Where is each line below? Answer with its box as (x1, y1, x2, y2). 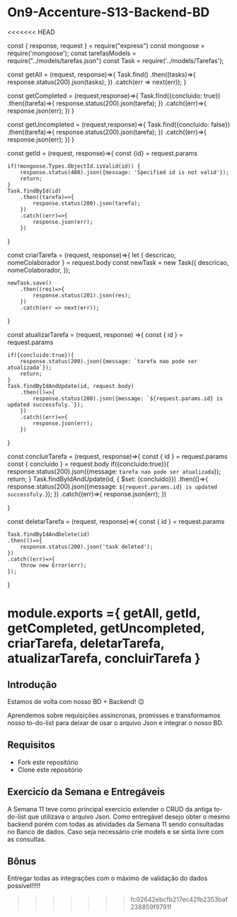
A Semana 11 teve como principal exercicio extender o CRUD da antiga (7, 804, 213, 813)
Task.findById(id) (7, 187, 62, 195)
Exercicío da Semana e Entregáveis (7, 786, 166, 798)
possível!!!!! (7, 882, 41, 890)
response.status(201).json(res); (33, 292, 132, 299)
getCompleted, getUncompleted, (7, 620, 205, 637)
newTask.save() (7, 279, 52, 287)
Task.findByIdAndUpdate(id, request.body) (7, 382, 134, 389)
